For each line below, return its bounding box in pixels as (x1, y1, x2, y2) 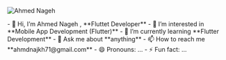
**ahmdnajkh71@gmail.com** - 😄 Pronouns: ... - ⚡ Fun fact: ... (7, 46, 187, 53)
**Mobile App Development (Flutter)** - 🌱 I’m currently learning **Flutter (7, 28, 220, 35)
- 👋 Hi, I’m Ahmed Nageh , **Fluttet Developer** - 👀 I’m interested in (7, 20, 204, 28)
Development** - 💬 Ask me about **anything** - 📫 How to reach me (7, 35, 205, 43)
